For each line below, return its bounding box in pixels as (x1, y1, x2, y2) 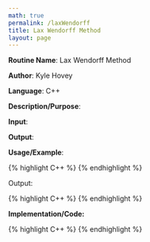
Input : (8, 117, 29, 127)
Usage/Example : (8, 148, 64, 157)
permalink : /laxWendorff (8, 19, 90, 27)
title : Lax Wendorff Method (8, 26, 102, 34)
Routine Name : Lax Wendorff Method (8, 56, 132, 65)
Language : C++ (8, 86, 61, 96)
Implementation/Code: (8, 209, 85, 219)
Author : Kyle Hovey (8, 71, 73, 80)
